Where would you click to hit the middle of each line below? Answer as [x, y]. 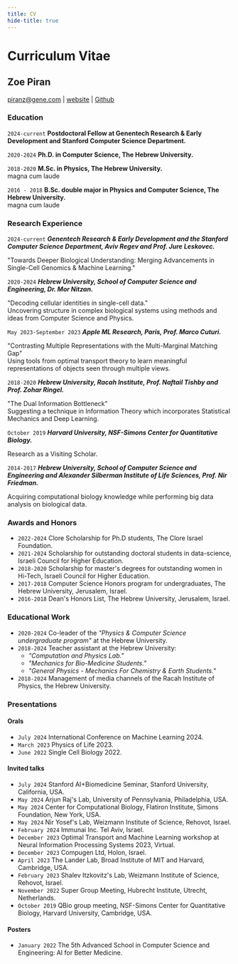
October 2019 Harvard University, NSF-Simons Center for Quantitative [113, 432]
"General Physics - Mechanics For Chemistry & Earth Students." [122, 670]
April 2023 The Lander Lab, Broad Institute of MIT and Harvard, [111, 860]
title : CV [22, 14]
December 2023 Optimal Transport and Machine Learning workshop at [118, 837]
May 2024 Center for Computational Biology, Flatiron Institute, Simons [118, 807]
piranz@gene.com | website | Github [61, 99]
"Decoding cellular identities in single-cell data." [77, 303]
